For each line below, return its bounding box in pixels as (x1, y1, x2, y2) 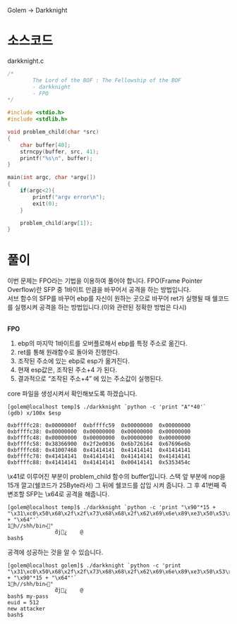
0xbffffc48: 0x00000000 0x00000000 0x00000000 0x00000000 (7, 434, 191, 441)
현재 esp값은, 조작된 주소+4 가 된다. (17, 366, 118, 374)
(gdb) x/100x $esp (7, 410, 61, 417)
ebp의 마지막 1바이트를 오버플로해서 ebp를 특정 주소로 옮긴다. (17, 339, 188, 348)
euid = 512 (7, 599, 39, 606)
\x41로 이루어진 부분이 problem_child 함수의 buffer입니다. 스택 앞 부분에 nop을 (7, 472, 226, 481)
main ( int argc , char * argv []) (7, 174, 97, 181)
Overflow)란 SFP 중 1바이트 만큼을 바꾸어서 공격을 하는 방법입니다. (7, 286, 192, 294)
